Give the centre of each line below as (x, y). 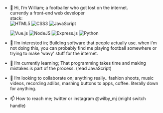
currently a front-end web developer (47, 13)
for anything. (23, 89)
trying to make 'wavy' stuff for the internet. (54, 53)
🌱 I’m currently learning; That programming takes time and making (78, 63)
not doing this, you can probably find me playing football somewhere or (83, 48)
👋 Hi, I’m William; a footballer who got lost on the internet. (69, 8)
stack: (16, 18)
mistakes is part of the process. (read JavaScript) (61, 68)
